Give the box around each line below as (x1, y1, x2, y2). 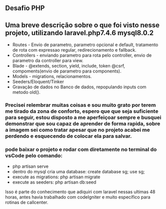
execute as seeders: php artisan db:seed (12, 179, 96, 185)
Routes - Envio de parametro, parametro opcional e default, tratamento (12, 42, 159, 48)
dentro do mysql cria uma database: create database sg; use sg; (12, 169, 145, 175)
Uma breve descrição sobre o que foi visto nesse (5, 21, 160, 29)
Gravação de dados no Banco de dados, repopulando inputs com (12, 84, 147, 90)
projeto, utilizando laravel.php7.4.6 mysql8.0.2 (5, 28, 154, 37)
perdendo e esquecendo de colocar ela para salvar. (5, 133, 132, 139)
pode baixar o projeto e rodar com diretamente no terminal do (5, 146, 157, 153)
